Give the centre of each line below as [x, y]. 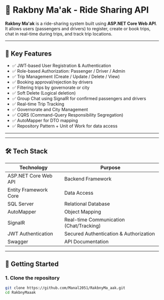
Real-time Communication [95, 220]
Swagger [18, 241]
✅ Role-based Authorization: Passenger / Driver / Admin [69, 71]
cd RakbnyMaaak [20, 293]
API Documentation [86, 241]
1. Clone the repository [32, 278]
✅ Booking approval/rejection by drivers [52, 82]
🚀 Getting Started [32, 264]
